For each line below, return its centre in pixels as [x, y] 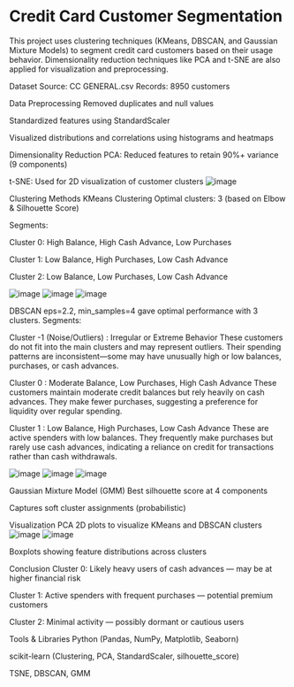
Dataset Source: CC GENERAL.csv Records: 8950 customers [120, 86]
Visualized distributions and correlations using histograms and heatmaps [141, 137]
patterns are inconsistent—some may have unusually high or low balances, [145, 356]
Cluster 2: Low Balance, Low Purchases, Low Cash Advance [119, 276]
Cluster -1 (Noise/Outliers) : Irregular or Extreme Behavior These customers [146, 337]
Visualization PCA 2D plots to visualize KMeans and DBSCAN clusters [136, 525]
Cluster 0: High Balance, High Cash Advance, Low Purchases [121, 242]
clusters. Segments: [45, 320]
